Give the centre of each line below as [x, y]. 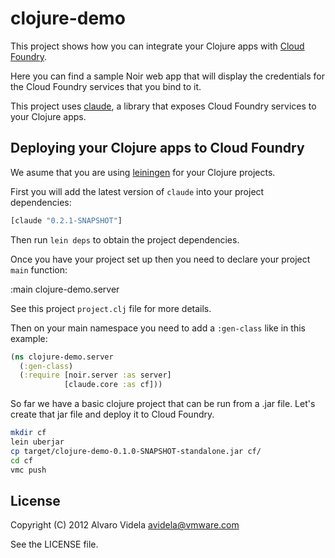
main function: [39, 269]
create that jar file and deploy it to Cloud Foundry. [112, 414]
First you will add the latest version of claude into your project [137, 191]
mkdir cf [28, 433]
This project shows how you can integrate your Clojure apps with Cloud [157, 46]
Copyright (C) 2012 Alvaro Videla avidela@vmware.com [125, 525]
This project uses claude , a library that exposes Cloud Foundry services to [163, 106]
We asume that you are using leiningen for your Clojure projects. [143, 172]
